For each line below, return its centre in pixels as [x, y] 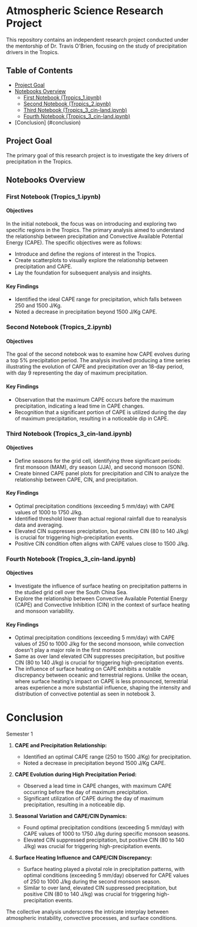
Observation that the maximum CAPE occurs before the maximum [94, 399]
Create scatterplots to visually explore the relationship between [91, 260]
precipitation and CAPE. [43, 267]
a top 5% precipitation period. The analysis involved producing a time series [98, 360]
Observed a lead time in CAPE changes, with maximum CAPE [97, 786]
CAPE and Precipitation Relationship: [61, 746]
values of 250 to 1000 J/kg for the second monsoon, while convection [99, 644]
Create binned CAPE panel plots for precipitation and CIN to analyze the [102, 473]
